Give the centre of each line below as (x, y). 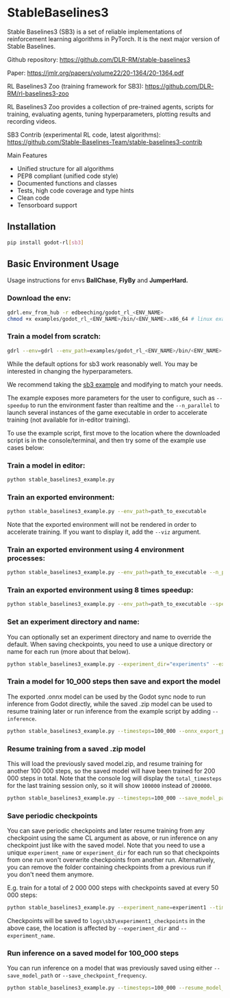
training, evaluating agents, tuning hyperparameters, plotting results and (109, 114)
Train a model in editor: (46, 465)
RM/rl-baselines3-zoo (38, 93)
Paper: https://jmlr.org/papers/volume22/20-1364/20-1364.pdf (95, 73)
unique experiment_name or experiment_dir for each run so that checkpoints (114, 852)
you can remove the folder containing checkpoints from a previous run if (109, 867)
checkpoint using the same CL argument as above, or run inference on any (113, 838)
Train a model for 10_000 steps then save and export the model (114, 681)
